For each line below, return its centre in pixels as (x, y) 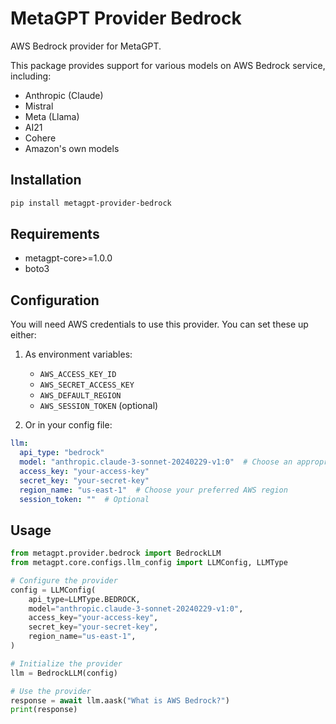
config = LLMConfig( (53, 590)
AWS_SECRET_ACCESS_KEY (87, 385)
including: (31, 76)
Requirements (55, 234)
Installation (46, 180)
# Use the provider (51, 691)
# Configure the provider (64, 580)
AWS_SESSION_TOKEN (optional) (99, 406)
